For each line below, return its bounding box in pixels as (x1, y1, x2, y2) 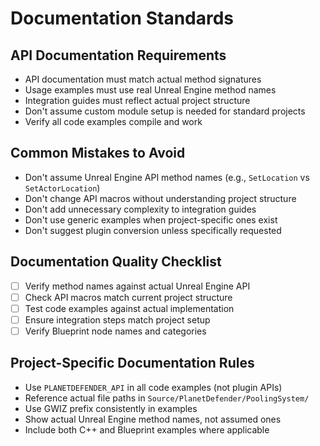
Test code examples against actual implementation (24, 302, 235, 314)
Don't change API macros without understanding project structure (24, 192, 297, 204)
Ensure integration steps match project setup (24, 313, 211, 326)
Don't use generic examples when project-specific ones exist (24, 213, 278, 226)
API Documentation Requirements (10, 47, 227, 64)
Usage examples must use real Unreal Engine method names (24, 84, 277, 96)
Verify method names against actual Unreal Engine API (24, 280, 251, 292)
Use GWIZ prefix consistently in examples (24, 402, 198, 414)
